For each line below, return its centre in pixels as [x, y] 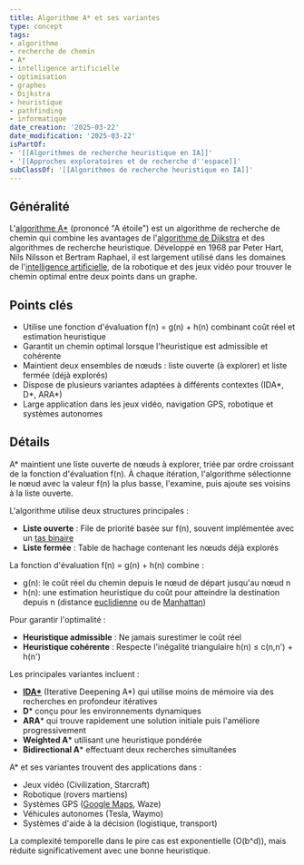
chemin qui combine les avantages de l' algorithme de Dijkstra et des [137, 238]
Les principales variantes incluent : [74, 673]
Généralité [39, 206]
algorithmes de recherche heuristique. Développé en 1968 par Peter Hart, [147, 248]
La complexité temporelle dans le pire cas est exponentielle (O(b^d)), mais [148, 840]
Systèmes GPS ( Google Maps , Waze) [92, 803]
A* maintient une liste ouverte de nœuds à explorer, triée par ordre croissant [152, 464]
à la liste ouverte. [42, 493]
